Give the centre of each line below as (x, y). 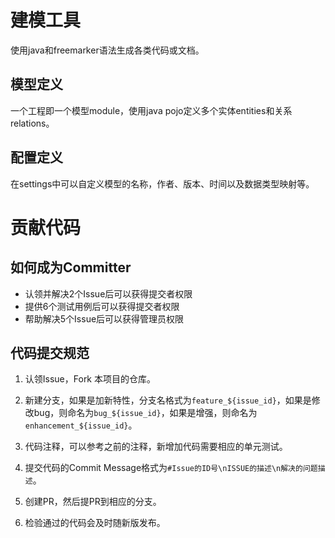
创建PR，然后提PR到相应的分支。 (93, 502)
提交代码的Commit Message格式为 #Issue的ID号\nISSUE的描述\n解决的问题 (171, 468)
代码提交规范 (50, 352)
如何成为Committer (71, 267)
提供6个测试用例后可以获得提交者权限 (102, 306)
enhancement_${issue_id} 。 (81, 425)
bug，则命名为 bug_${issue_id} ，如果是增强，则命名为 (145, 413)
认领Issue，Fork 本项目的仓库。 (90, 379)
